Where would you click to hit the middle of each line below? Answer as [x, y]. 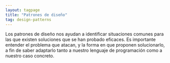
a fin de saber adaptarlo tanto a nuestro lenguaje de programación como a [84, 50]
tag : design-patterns [28, 19]
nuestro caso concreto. [30, 56]
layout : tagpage [23, 10]
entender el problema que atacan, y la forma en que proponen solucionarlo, [85, 45]
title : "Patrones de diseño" [36, 15]
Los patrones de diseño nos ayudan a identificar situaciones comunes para [84, 34]
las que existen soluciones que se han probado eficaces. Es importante [81, 39]
